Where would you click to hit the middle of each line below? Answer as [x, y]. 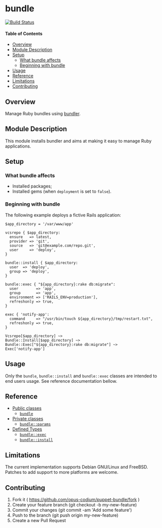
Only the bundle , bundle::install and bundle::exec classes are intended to [81, 376]
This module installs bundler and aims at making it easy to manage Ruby [78, 141]
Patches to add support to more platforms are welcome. [62, 472]
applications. [18, 146]
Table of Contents [24, 33]
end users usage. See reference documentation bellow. [61, 381]
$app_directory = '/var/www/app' [39, 224]
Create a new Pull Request [39, 520]
